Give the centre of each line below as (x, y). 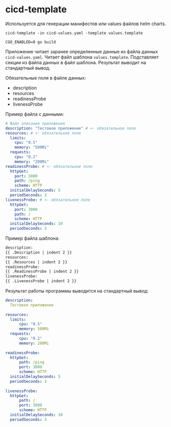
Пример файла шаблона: (33, 238)
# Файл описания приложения (35, 123)
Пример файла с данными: (35, 114)
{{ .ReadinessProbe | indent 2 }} (42, 271)
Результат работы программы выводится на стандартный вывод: (77, 291)
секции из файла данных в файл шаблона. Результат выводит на (76, 62)
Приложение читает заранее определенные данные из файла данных (82, 51)
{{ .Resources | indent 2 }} (36, 262)
